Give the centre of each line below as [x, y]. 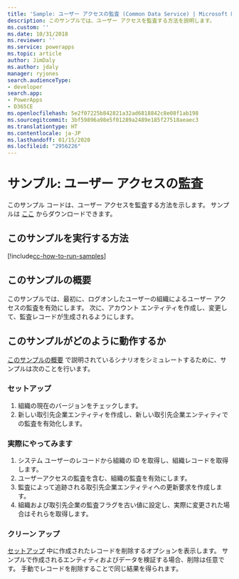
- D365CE [20, 107]
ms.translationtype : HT [43, 126]
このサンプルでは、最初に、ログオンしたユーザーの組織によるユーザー [110, 298]
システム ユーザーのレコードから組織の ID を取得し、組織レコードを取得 [123, 461]
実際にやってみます [40, 444]
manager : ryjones [33, 73]
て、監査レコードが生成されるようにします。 [72, 316]
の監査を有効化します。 [52, 423]
